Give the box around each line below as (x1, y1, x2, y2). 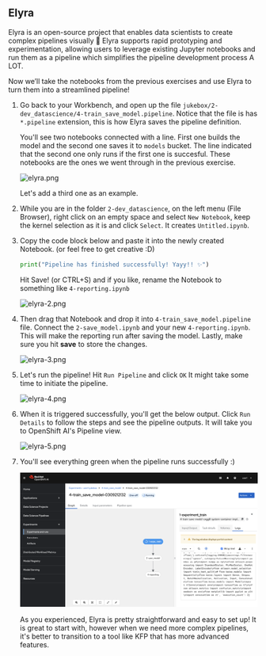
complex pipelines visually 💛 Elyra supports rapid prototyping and (8, 36, 222, 45)
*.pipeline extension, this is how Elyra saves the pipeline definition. (19, 116, 241, 126)
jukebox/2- (182, 101, 219, 109)
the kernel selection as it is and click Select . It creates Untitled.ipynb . (19, 220, 249, 230)
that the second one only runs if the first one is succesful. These (19, 149, 231, 158)
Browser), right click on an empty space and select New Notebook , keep (19, 212, 251, 221)
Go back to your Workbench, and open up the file (19, 100, 181, 109)
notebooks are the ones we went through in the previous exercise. (19, 158, 236, 167)
